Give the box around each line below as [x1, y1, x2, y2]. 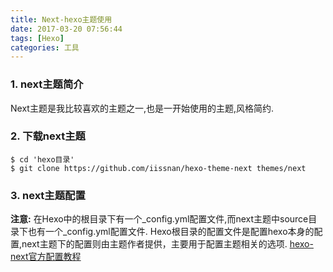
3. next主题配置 [10, 188, 86, 202]
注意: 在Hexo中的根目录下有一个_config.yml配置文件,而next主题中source [10, 213, 309, 225]
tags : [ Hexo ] [10, 33, 65, 43]
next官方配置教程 [10, 251, 82, 263]
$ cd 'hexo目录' [10, 154, 75, 165]
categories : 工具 [10, 42, 80, 53]
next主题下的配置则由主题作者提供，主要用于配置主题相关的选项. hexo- [21, 238, 314, 250]
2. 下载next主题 [10, 129, 86, 143]
